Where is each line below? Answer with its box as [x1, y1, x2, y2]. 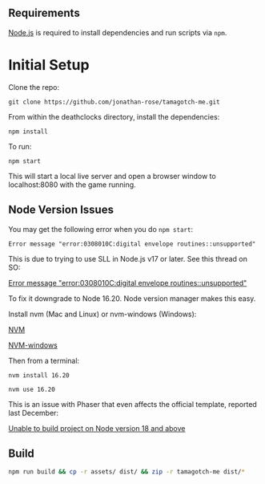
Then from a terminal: [8, 356, 80, 365]
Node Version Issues [8, 203, 114, 217]
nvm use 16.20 [8, 385, 56, 393]
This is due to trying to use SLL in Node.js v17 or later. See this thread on [8, 254, 248, 263]
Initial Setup [8, 56, 90, 74]
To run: [8, 141, 32, 151]
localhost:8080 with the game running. [8, 180, 136, 189]
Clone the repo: [8, 82, 60, 92]
